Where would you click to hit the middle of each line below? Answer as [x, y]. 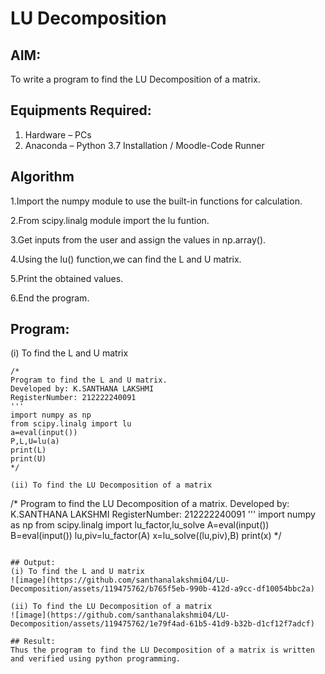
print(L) [28, 450]
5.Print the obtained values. [67, 278]
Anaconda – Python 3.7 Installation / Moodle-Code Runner [144, 145]
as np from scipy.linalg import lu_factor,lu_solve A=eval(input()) [140, 525]
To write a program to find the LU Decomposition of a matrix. [135, 79]
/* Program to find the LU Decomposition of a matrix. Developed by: [150, 504]
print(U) [28, 459]
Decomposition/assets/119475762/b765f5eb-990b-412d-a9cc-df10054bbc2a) [162, 589]
